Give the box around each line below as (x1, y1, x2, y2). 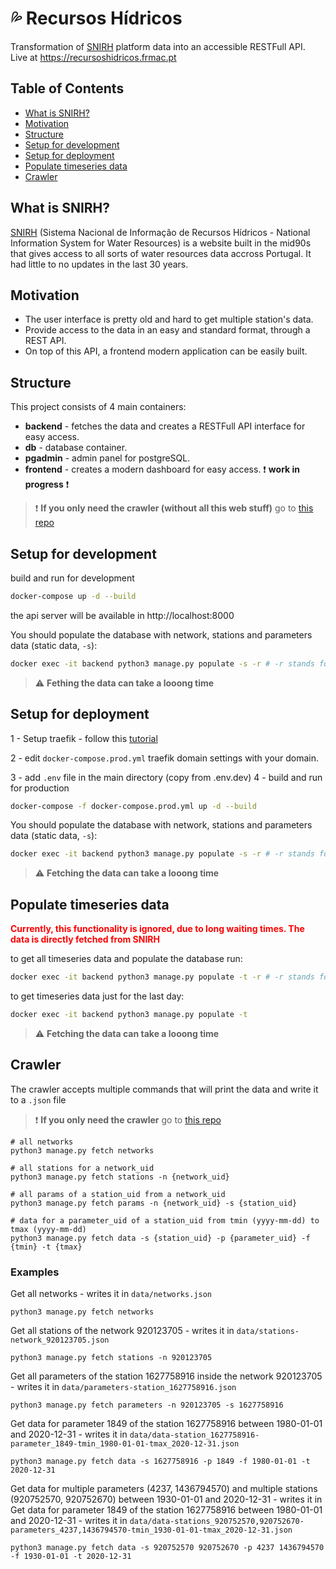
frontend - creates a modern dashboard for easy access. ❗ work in (24, 463, 301, 476)
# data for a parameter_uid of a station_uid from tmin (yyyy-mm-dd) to (10, 1215, 320, 1226)
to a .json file (10, 1093, 67, 1106)
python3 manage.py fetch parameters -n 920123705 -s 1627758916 (10, 1400, 284, 1410)
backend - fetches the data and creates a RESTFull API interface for (24, 420, 306, 432)
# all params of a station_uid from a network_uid (10, 1189, 226, 1199)
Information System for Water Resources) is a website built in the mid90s (10, 237, 312, 249)
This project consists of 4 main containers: (10, 401, 187, 413)
